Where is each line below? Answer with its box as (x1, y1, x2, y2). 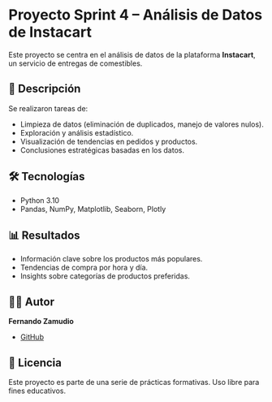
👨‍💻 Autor (8, 295, 55, 309)
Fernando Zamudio (8, 317, 75, 326)
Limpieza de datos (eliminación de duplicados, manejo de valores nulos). (19, 119, 264, 129)
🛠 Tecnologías (8, 170, 85, 184)
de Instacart (8, 23, 92, 41)
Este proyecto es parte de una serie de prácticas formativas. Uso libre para (8, 378, 260, 387)
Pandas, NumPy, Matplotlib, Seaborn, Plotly (19, 204, 166, 214)
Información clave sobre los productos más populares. (19, 254, 203, 264)
